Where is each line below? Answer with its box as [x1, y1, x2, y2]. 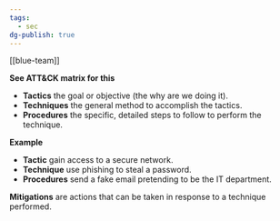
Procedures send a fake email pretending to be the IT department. [22, 174, 273, 185]
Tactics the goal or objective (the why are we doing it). [22, 90, 229, 101]
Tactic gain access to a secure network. [22, 155, 174, 166]
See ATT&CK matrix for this [9, 73, 115, 84]
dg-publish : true [9, 30, 75, 39]
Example [9, 137, 44, 148]
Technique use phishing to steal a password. [22, 165, 193, 176]
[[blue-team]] [9, 55, 61, 66]
